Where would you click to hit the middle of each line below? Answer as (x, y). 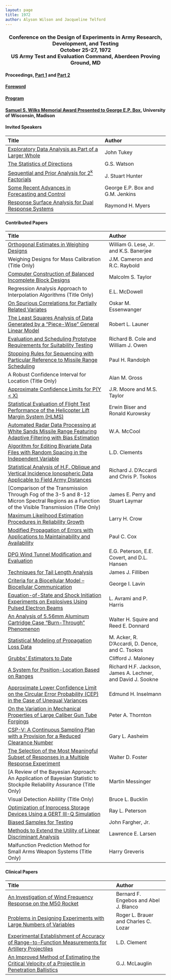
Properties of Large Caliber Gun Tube (52, 715)
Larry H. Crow (125, 519)
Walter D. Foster (128, 757)
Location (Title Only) (32, 381)
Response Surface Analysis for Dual (51, 203)
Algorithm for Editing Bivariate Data (50, 446)
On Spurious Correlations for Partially (52, 303)
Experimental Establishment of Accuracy (56, 936)
